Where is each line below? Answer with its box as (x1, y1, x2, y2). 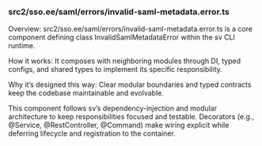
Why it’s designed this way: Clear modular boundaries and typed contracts (8, 80, 252, 89)
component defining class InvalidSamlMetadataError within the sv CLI (8, 32, 236, 42)
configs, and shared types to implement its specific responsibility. (8, 65, 223, 74)
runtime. (8, 41, 36, 51)
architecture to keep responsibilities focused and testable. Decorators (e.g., (8, 112, 255, 122)
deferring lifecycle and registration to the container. (8, 129, 176, 138)
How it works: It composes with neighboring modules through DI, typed (8, 56, 241, 66)
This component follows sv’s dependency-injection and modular (8, 103, 218, 113)
